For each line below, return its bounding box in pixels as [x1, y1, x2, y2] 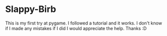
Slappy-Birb [5, 3, 56, 15]
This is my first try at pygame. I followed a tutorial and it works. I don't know [5, 20, 162, 26]
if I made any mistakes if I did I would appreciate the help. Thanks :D [5, 25, 147, 31]
